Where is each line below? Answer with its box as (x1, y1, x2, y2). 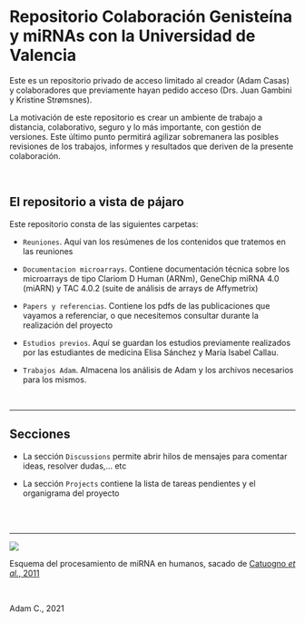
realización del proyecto (22, 320, 113, 331)
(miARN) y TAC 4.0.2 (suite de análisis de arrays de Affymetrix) (22, 282, 259, 293)
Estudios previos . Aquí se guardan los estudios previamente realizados (22, 337, 291, 348)
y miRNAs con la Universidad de (9, 25, 256, 46)
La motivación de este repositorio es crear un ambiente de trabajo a (9, 112, 263, 123)
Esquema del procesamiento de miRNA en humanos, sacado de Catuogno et (9, 558, 296, 569)
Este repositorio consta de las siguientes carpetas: (9, 218, 199, 229)
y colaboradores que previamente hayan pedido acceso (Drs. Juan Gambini (9, 84, 292, 95)
